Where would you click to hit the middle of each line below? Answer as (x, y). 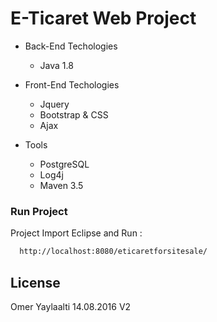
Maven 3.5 (61, 185)
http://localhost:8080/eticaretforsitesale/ (113, 252)
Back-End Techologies (71, 46)
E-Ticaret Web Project (103, 18)
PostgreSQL (64, 164)
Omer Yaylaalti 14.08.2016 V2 (71, 306)
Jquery (54, 104)
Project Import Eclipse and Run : (76, 233)
